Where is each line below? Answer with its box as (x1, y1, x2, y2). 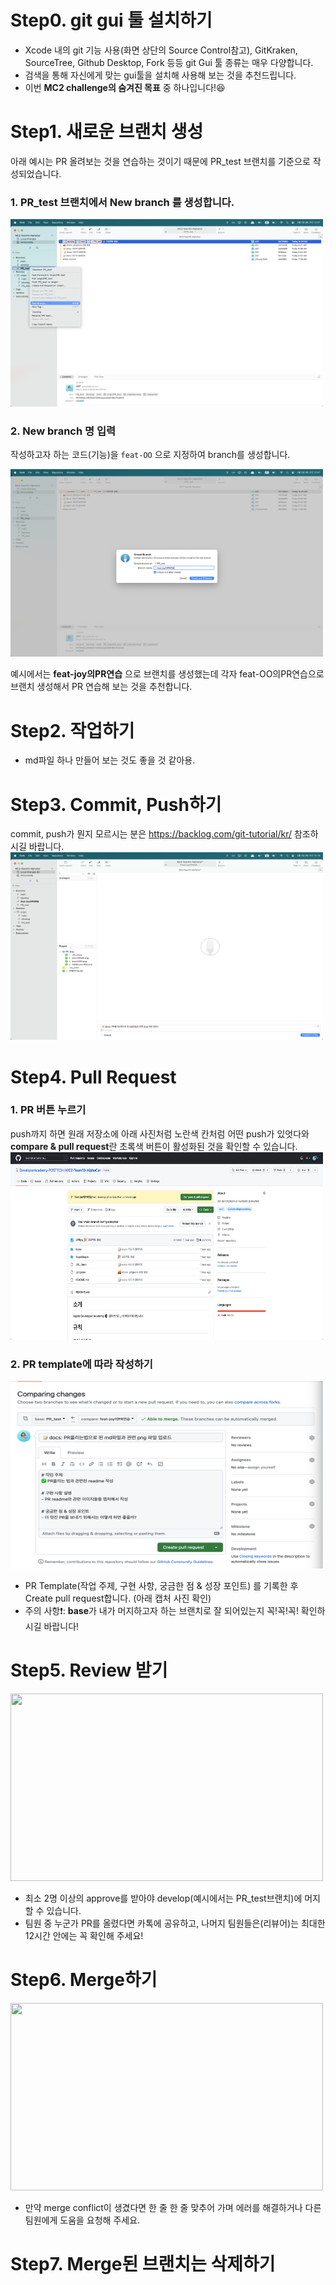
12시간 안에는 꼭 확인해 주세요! (24, 1930, 144, 1942)
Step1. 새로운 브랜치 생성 (10, 121, 204, 143)
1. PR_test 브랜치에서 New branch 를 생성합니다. (10, 195, 235, 209)
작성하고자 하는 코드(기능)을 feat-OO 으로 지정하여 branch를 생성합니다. (10, 449, 291, 461)
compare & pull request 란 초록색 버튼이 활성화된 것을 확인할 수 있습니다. (10, 1140, 298, 1152)
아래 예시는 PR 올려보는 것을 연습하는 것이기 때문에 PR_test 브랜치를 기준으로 (10, 155, 311, 167)
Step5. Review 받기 (10, 1659, 168, 1682)
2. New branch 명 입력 (10, 424, 117, 438)
